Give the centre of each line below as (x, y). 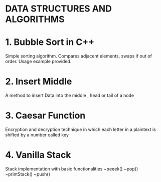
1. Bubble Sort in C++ (50, 42)
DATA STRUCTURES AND (58, 9)
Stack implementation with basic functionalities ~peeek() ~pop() (72, 168)
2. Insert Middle (39, 82)
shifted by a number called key (37, 135)
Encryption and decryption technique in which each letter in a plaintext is (81, 129)
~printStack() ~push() (28, 174)
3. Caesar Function (45, 116)
